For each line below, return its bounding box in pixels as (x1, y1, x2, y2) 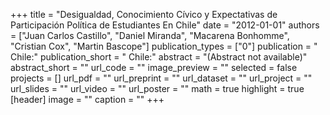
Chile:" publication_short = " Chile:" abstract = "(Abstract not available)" (10, 51, 308, 63)
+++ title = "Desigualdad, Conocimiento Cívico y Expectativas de (10, 9, 278, 20)
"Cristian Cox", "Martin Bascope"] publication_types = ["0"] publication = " (10, 40, 318, 52)
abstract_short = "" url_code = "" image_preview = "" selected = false (10, 62, 298, 73)
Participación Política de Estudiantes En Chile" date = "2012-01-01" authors (10, 19, 320, 31)
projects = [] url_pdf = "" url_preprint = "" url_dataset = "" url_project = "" (10, 72, 313, 84)
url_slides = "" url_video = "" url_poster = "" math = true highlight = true (10, 83, 305, 94)
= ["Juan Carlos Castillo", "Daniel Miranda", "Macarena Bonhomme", (10, 30, 290, 41)
